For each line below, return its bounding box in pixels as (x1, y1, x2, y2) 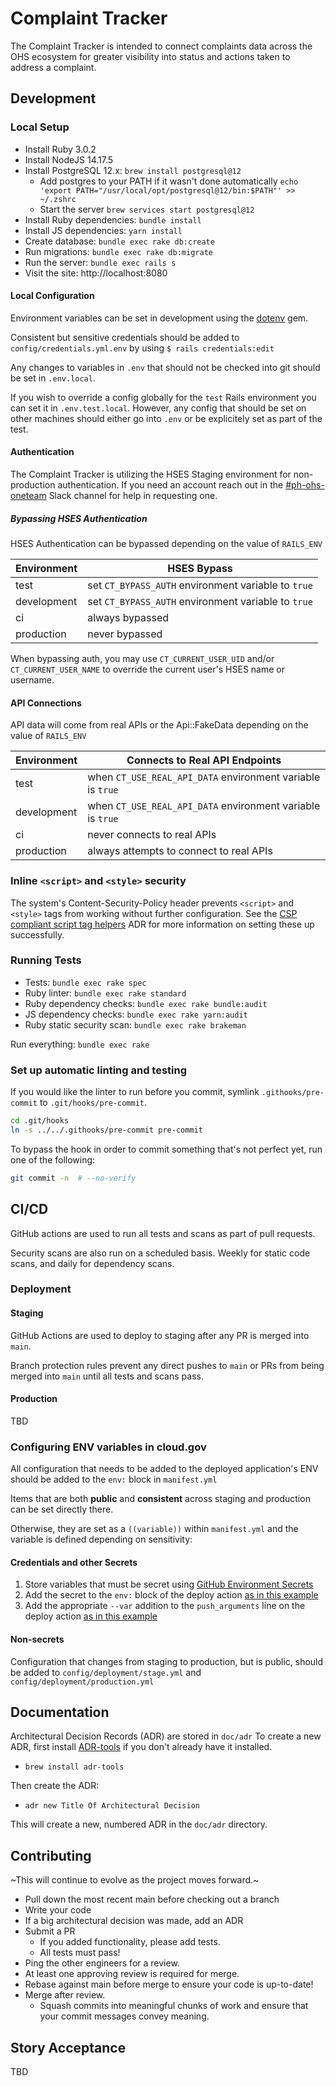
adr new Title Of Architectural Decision (24, 1801, 200, 1811)
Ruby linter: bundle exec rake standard (24, 987, 187, 999)
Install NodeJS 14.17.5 (24, 153, 114, 166)
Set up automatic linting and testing (10, 1063, 188, 1077)
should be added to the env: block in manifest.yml (10, 1473, 218, 1486)
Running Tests (10, 953, 82, 967)
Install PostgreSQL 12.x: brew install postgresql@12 (24, 164, 242, 176)
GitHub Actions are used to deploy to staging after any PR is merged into (10, 1329, 310, 1341)
